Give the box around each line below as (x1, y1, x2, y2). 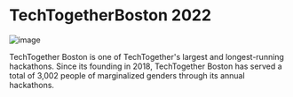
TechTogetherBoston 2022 (9, 5, 211, 26)
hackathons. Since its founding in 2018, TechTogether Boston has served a (9, 61, 282, 71)
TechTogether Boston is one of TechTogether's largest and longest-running (9, 51, 284, 62)
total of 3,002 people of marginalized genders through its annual (9, 70, 246, 80)
